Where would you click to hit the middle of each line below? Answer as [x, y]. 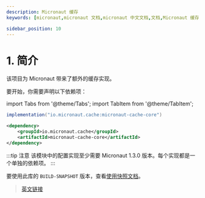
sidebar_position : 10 [34, 29]
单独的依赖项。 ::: [34, 163]
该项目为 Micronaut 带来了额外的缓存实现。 [61, 79]
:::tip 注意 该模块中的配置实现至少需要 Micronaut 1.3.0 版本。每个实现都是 [98, 155]
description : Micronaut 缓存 [42, 12]
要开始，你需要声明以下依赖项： [46, 91]
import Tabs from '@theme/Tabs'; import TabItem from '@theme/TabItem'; [100, 104]
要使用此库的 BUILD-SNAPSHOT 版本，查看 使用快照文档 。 [75, 176]
